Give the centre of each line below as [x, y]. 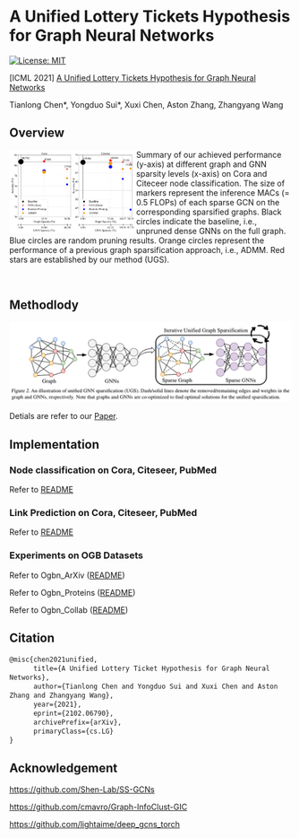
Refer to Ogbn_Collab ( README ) [69, 610]
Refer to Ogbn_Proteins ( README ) [73, 592]
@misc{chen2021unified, [54, 660]
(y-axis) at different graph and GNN [201, 164]
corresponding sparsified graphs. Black [209, 212]
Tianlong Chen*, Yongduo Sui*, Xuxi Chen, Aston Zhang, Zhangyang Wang [146, 104]
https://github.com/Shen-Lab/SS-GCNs [82, 790]
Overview [37, 133]
